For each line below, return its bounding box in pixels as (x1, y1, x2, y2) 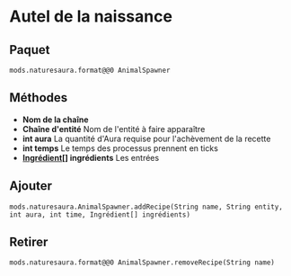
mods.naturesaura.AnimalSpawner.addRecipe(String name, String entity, (9, 202, 283, 211)
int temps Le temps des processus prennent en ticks (22, 142, 218, 154)
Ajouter (9, 178, 52, 194)
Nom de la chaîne (22, 114, 89, 125)
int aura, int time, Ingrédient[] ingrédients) (9, 209, 191, 219)
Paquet (9, 42, 51, 58)
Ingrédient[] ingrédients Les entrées (22, 152, 160, 163)
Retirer (9, 235, 48, 250)
